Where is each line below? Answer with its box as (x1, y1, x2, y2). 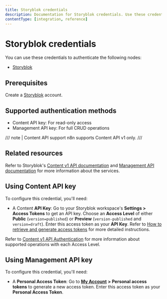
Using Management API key (5, 256, 93, 264)
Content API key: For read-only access (12, 119, 92, 125)
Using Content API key (5, 182, 76, 191)
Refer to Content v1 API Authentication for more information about (5, 236, 140, 242)
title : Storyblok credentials (5, 7, 68, 12)
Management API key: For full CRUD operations (12, 125, 110, 131)
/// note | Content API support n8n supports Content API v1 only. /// (5, 134, 143, 140)
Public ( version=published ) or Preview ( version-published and (12, 216, 142, 222)
